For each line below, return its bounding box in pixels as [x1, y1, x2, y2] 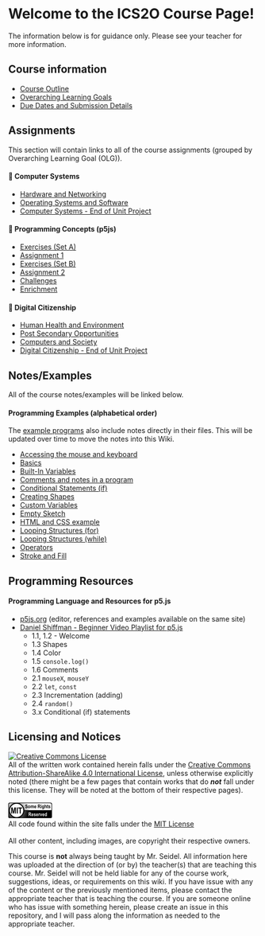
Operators [19, 543, 53, 552]
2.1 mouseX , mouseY [31, 673, 90, 683]
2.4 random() [31, 698, 74, 708]
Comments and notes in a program [19, 475, 133, 485]
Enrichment [19, 284, 58, 294]
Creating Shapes [19, 492, 75, 501]
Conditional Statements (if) [19, 483, 108, 493]
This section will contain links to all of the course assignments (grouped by [8, 145, 252, 154]
